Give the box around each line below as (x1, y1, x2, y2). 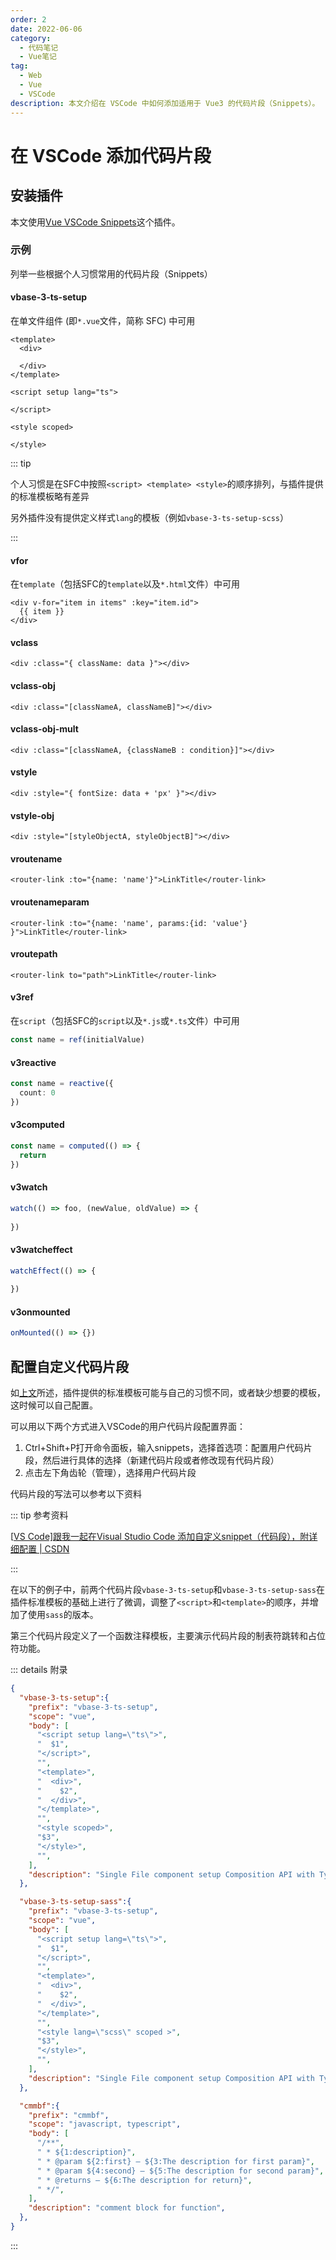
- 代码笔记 (19, 42, 59, 53)
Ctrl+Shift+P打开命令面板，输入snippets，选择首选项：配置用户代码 (24, 1442, 304, 1454)
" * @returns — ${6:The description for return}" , (36, 2175, 253, 2185)
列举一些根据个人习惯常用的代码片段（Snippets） (10, 267, 213, 280)
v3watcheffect (10, 1243, 73, 1255)
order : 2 (10, 14, 47, 25)
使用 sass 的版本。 (27, 1609, 99, 1621)
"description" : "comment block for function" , (28, 2203, 226, 2213)
